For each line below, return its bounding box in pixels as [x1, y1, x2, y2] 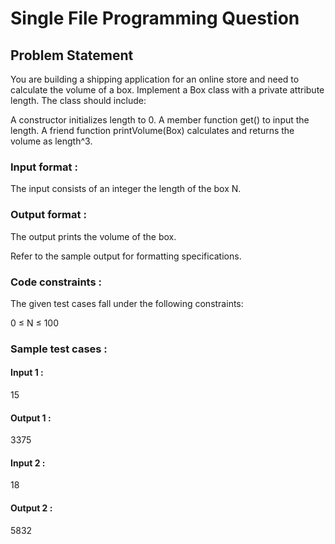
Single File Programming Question [10, 7, 300, 30]
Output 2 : [10, 502, 53, 514]
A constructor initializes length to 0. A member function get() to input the [10, 114, 310, 126]
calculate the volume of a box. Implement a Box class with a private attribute [10, 84, 325, 96]
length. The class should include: [10, 95, 147, 106]
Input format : [10, 160, 78, 174]
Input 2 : [10, 457, 46, 469]
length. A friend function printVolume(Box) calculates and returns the [10, 125, 295, 136]
